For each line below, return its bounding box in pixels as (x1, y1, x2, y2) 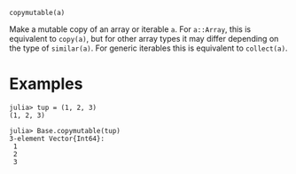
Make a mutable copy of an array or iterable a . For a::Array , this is (9, 24, 251, 35)
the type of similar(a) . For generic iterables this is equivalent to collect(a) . (9, 43, 288, 53)
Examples (9, 74, 83, 94)
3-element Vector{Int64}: (9, 134, 105, 143)
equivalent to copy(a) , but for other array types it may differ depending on (9, 34, 279, 43)
